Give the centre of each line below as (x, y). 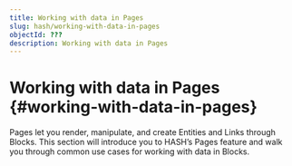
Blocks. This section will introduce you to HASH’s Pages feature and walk (146, 142)
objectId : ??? (36, 34)
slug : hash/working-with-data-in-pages (85, 26)
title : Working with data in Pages (77, 18)
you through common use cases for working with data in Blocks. (130, 151)
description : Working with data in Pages (89, 43)
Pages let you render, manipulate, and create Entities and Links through (143, 132)
